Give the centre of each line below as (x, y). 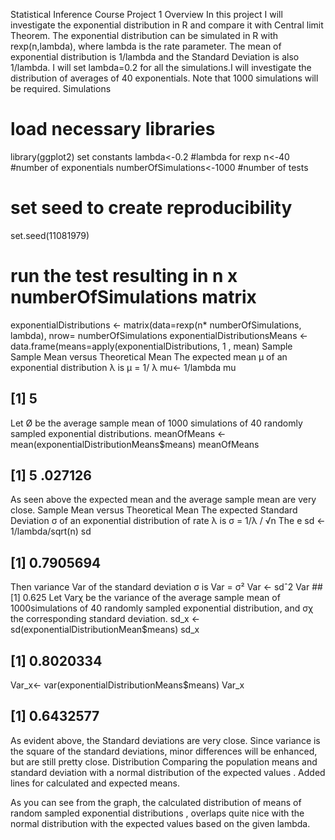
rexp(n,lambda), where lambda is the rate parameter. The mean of (146, 46)
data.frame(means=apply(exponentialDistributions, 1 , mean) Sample (151, 346)
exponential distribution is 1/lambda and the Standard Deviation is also (155, 57)
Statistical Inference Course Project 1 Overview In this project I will (146, 14)
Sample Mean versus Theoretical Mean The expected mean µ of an (149, 356)
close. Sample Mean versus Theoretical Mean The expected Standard (154, 510)
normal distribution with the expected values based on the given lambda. (160, 823)
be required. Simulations (61, 88)
